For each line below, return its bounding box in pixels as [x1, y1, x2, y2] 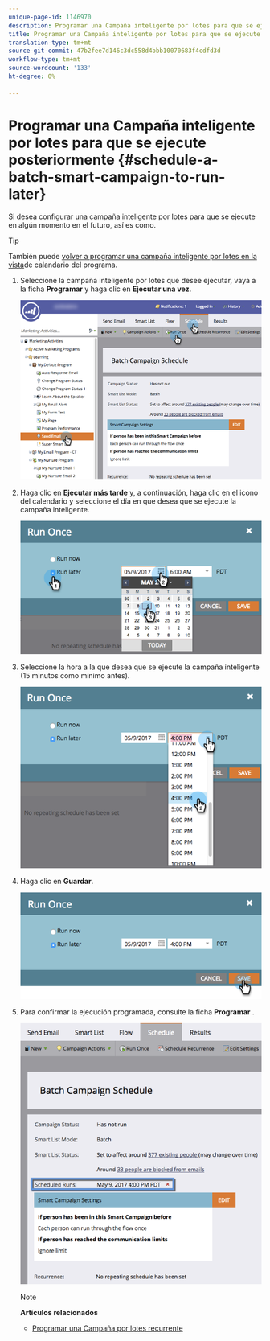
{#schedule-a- [117, 150, 219, 169]
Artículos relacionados [19, 1308, 98, 1318]
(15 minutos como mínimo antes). [19, 670, 130, 680]
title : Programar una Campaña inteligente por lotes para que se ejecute [8, 30, 261, 38]
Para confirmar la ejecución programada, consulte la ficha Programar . [19, 1007, 255, 1017]
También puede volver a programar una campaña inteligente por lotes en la [8, 251, 257, 261]
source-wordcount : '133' [8, 64, 92, 72]
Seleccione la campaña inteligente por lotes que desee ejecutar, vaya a [19, 275, 256, 285]
